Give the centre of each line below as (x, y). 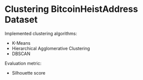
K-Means (21, 43)
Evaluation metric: (23, 63)
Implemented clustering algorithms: (41, 33)
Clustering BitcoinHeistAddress (71, 9)
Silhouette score (29, 73)
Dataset (21, 20)
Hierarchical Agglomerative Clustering (51, 48)
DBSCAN (21, 54)
